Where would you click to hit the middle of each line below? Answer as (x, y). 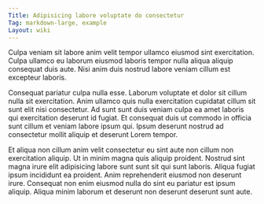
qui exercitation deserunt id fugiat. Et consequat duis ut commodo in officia (130, 118)
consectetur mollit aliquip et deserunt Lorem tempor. (93, 135)
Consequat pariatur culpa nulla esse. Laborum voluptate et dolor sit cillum (128, 93)
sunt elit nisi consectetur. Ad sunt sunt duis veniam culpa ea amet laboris (126, 109)
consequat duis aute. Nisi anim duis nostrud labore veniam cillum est (119, 69)
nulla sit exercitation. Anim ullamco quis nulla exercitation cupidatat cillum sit (132, 101)
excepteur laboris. (37, 78)
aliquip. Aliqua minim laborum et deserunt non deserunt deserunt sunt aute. (130, 192)
